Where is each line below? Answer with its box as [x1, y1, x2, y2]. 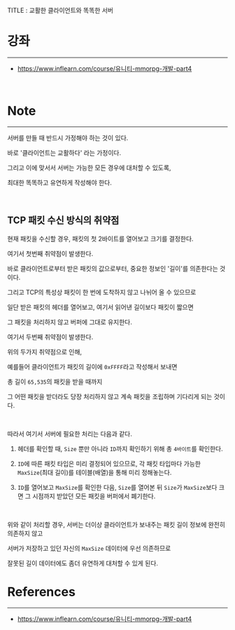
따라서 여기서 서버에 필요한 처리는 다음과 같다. [7, 429, 133, 438]
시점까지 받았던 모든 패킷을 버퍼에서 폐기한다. [32, 492, 156, 500]
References [7, 584, 76, 600]
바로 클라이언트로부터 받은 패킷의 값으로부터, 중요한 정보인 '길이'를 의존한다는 [7, 264, 218, 272]
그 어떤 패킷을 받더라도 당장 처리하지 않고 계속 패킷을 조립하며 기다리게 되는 [7, 392, 213, 401]
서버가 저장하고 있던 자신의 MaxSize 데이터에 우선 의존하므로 [7, 544, 171, 552]
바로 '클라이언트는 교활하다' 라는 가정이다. [7, 148, 122, 156]
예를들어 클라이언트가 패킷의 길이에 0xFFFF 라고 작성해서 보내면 [7, 362, 178, 370]
